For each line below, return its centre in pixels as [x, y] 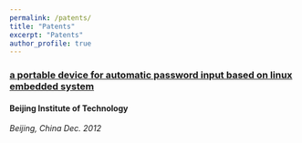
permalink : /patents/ [51, 18]
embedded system [52, 87]
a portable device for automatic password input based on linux [151, 76]
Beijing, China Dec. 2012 [56, 128]
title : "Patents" [42, 26]
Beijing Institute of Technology [69, 108]
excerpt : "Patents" [47, 35]
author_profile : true [51, 43]
